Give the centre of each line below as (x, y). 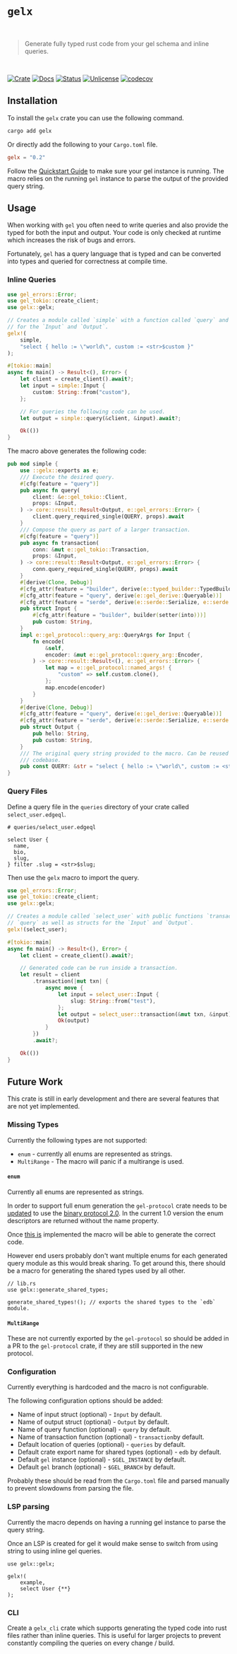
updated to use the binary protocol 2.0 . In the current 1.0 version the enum (115, 1213)
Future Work (35, 1082)
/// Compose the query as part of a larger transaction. (105, 530)
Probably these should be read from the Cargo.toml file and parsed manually (119, 1481)
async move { (64, 988)
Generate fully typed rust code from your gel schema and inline (117, 43)
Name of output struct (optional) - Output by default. (93, 1422)
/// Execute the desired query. (67, 477)
